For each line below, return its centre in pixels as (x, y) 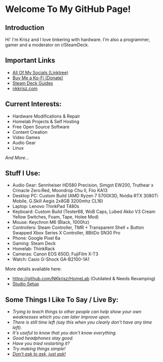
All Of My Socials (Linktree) (40, 72)
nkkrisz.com (25, 88)
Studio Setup (26, 284)
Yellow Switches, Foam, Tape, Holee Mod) (55, 217)
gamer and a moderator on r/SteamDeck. (47, 45)
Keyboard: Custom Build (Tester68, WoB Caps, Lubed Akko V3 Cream (84, 212)
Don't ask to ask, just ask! (39, 354)
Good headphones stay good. (43, 338)
